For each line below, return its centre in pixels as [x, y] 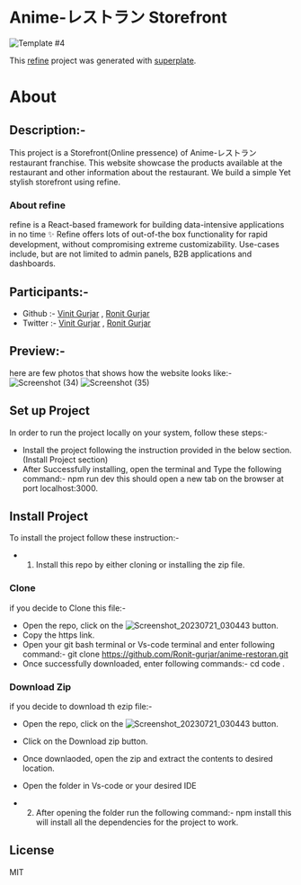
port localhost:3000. [60, 488]
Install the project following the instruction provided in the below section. [157, 450]
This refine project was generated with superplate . [103, 60]
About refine [37, 205]
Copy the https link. [58, 635]
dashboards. [33, 264]
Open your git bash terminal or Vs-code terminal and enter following [149, 644]
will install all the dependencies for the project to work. [137, 822]
